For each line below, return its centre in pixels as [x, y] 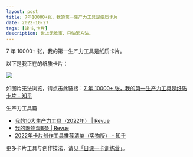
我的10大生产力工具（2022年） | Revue [62, 121]
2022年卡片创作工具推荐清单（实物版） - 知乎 [70, 136]
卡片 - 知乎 [19, 96]
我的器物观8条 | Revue [42, 128]
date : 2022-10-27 [27, 22]
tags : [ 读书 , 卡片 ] [27, 28]
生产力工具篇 [22, 108]
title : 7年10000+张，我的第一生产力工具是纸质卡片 [62, 17]
